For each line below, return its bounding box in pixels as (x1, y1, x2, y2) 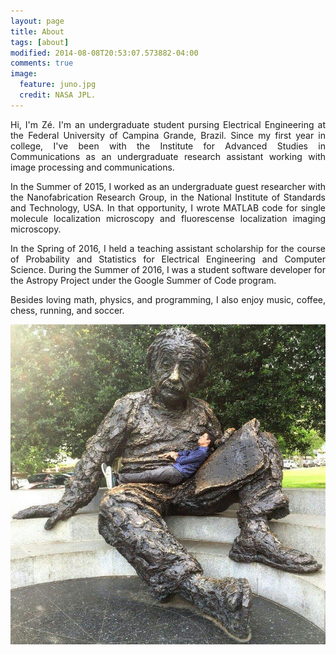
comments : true (10, 58, 74, 69)
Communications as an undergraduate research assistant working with (10, 150, 326, 162)
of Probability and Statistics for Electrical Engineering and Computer (10, 253, 326, 265)
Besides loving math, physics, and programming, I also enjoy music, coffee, (10, 293, 326, 305)
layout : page (10, 16, 65, 26)
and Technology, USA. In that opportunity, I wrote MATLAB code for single (10, 201, 326, 214)
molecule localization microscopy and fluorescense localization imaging (10, 212, 326, 224)
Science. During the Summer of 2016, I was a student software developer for (10, 263, 326, 275)
